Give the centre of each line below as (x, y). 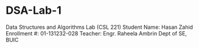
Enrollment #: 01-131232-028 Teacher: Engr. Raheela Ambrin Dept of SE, (96, 33)
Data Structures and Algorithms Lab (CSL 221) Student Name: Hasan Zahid (99, 27)
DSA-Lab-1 (34, 10)
